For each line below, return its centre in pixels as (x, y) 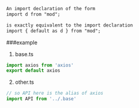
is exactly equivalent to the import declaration (70, 25)
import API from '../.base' (42, 99)
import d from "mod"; (33, 14)
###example (22, 42)
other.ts (24, 82)
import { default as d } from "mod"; (54, 31)
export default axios (33, 71)
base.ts (24, 54)
